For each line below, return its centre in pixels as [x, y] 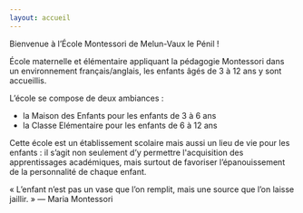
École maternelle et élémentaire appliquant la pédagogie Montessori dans [147, 61]
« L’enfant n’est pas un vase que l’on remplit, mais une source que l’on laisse [152, 189]
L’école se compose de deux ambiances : [87, 98]
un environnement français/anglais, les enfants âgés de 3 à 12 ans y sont [146, 71]
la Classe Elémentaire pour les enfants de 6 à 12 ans [120, 125]
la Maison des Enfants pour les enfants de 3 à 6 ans [119, 115]
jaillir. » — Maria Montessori [61, 198]
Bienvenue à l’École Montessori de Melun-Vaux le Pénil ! [114, 44]
